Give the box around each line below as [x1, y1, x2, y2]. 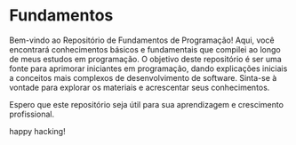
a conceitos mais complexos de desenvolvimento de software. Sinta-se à [9, 72, 277, 83]
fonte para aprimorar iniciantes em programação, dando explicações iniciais [9, 63, 288, 74]
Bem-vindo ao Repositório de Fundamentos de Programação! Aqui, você [9, 35, 275, 45]
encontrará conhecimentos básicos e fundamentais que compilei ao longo [9, 44, 282, 54]
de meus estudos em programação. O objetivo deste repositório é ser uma [9, 53, 282, 64]
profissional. [9, 109, 55, 119]
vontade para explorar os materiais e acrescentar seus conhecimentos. [9, 82, 270, 93]
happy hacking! [9, 125, 66, 136]
